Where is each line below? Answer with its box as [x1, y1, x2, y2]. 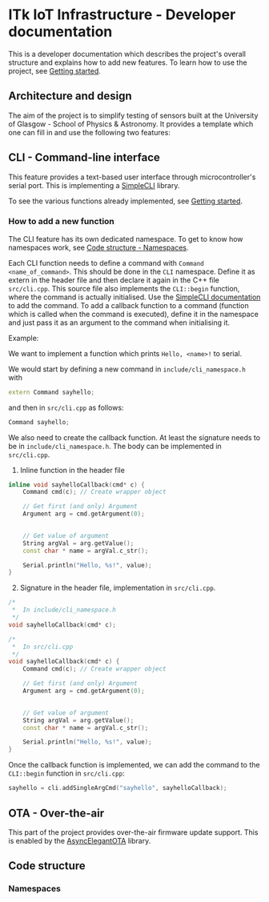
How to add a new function [8, 216, 114, 227]
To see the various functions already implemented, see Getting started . [8, 196, 243, 206]
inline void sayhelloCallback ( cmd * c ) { [8, 480, 146, 489]
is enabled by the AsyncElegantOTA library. [8, 836, 151, 845]
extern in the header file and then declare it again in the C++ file [8, 275, 220, 285]
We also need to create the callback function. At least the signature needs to [8, 432, 261, 442]
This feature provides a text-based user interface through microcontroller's [8, 172, 256, 182]
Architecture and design [8, 90, 132, 103]
